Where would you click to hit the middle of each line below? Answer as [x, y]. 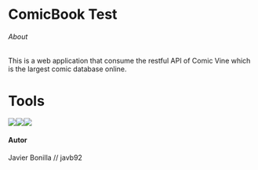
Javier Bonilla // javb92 [45, 157]
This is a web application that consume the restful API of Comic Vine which [129, 61]
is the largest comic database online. [67, 69]
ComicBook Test [63, 14]
